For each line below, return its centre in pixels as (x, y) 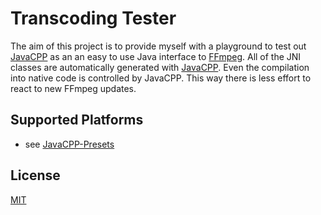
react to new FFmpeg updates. (73, 88)
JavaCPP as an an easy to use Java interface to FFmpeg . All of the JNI (156, 56)
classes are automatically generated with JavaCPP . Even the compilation (160, 67)
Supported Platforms (77, 120)
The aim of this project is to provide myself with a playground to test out (158, 46)
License (35, 175)
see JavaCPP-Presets (69, 144)
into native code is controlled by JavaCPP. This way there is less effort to (161, 78)
